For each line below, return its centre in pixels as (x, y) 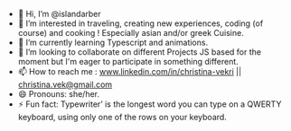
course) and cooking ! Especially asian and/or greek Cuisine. (131, 33)
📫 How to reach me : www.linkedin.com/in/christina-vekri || (130, 71)
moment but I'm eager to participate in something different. (128, 61)
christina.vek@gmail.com (65, 84)
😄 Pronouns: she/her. (59, 94)
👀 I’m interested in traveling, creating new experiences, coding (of (141, 23)
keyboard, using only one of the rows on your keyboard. (122, 117)
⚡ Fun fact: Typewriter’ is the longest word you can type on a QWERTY (150, 104)
